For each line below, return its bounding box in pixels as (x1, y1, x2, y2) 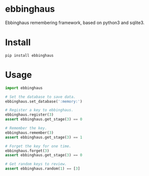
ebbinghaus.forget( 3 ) (5, 148, 50, 153)
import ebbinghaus (5, 85, 43, 90)
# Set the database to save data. (5, 94, 76, 99)
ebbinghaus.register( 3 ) (5, 112, 54, 117)
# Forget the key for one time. (5, 144, 71, 149)
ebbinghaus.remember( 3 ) (5, 130, 54, 135)
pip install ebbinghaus (5, 53, 54, 58)
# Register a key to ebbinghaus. (5, 108, 74, 113)
